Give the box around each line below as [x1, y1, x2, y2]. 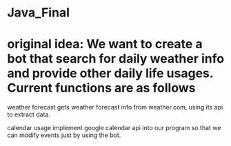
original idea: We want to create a [7, 36, 203, 52]
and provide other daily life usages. [7, 65, 214, 81]
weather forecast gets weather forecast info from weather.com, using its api [7, 103, 223, 112]
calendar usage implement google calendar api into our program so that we [7, 124, 221, 132]
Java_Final [7, 5, 70, 21]
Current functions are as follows [7, 81, 196, 96]
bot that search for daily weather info [7, 51, 225, 67]
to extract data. [7, 110, 50, 118]
